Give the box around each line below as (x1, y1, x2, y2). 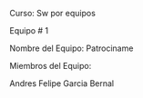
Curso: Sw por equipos (9, 8, 96, 18)
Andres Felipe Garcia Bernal (9, 78, 115, 89)
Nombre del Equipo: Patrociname (9, 43, 134, 54)
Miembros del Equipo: (9, 61, 92, 71)
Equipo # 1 (9, 25, 49, 35)
